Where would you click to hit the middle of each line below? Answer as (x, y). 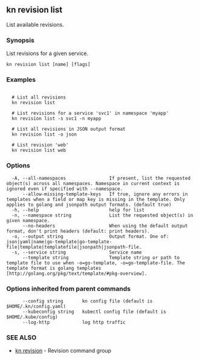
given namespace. (28, 220)
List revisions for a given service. (47, 53)
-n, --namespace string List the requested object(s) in (103, 215)
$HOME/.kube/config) (32, 317)
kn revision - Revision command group (63, 351)
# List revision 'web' (40, 145)
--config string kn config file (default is (87, 301)
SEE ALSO (21, 337)
